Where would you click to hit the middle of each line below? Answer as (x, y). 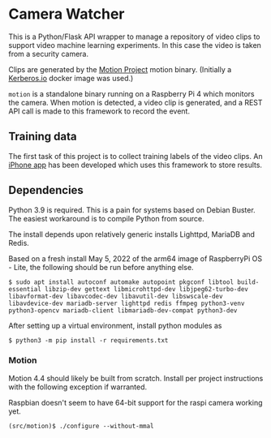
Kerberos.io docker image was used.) (71, 78)
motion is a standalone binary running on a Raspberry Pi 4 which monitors (131, 93)
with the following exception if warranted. (78, 387)
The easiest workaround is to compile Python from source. (106, 218)
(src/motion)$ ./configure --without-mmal (81, 426)
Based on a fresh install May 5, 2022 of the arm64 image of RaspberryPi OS (135, 258)
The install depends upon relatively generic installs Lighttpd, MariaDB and (132, 234)
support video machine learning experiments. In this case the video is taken (135, 45)
